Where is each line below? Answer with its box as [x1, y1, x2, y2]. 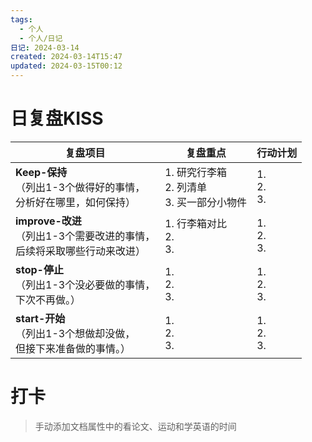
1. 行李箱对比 [164, 216, 228, 230]
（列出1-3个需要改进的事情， [15, 229, 156, 243]
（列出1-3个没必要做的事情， [15, 277, 156, 291]
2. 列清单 [164, 180, 208, 194]
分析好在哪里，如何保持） [15, 195, 137, 209]
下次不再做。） [15, 292, 82, 306]
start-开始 [15, 311, 66, 325]
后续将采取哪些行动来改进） [15, 244, 147, 258]
